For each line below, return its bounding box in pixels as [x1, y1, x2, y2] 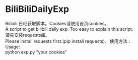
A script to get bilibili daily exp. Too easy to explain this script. [5, 26, 133, 32]
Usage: [5, 44, 20, 50]
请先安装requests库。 [5, 32, 50, 38]
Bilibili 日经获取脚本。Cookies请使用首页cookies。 [5, 20, 109, 26]
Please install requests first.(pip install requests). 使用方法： [5, 38, 132, 44]
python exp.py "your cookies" [5, 49, 67, 55]
